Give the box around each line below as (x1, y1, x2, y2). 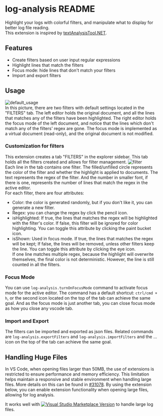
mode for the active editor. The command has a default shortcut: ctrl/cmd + (5, 290, 158, 296)
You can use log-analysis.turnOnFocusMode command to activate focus (5, 285, 148, 291)
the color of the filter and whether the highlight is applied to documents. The (5, 169, 158, 175)
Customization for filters (5, 143, 64, 150)
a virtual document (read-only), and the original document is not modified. (5, 131, 154, 136)
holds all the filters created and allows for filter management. (5, 159, 127, 165)
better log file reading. (5, 24, 50, 30)
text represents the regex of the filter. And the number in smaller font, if (5, 174, 148, 180)
